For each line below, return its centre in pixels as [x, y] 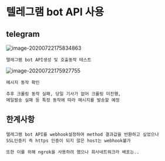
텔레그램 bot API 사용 [55, 12]
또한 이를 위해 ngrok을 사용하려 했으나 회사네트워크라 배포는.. [73, 152]
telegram [23, 34]
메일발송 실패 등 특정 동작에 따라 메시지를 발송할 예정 [63, 100]
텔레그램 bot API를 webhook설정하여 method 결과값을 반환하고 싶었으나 [82, 134]
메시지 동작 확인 [23, 83]
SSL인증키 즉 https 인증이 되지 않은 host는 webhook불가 [68, 141]
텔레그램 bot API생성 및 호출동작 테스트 [49, 60]
